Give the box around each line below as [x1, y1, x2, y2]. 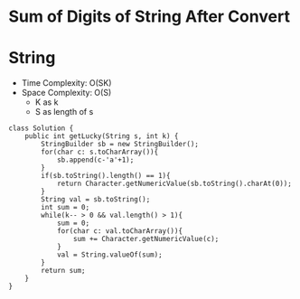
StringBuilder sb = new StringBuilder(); [41, 140, 200, 149]
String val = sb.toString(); [41, 195, 151, 204]
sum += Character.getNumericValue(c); [72, 235, 220, 244]
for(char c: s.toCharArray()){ [41, 147, 159, 157]
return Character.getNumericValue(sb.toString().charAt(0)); [56, 179, 293, 189]
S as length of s [34, 107, 94, 117]
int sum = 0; [41, 203, 90, 212]
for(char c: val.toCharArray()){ [56, 227, 183, 236]
